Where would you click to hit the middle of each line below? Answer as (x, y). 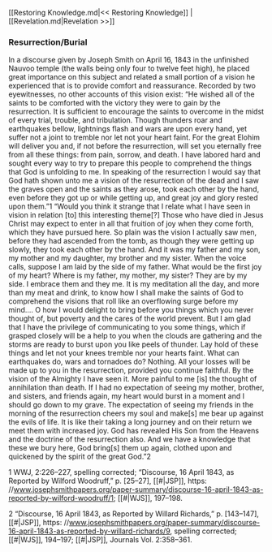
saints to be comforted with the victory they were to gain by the (114, 103)
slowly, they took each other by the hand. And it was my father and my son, (134, 250)
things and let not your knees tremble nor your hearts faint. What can (124, 353)
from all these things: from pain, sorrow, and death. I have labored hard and (135, 155)
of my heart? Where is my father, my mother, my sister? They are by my (128, 275)
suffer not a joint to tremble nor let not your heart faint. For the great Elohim (134, 137)
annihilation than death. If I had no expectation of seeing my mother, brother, (136, 388)
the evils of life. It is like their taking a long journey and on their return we (130, 422)
